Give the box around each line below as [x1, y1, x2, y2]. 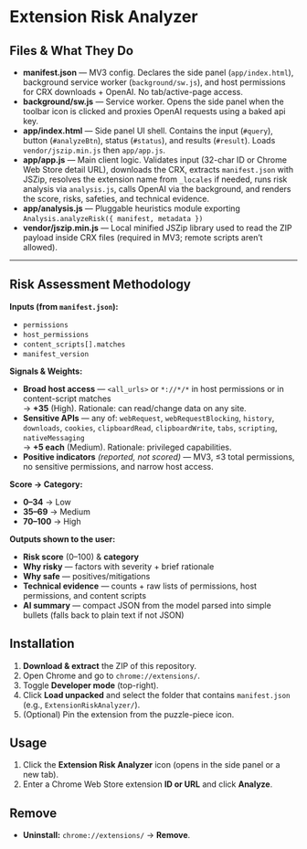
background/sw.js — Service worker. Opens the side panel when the [22, 96, 285, 107]
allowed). [22, 242, 58, 252]
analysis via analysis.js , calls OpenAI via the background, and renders [22, 184, 291, 194]
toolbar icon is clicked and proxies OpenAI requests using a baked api [22, 106, 286, 116]
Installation [9, 636, 75, 652]
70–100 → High [22, 515, 81, 526]
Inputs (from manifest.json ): [9, 301, 119, 312]
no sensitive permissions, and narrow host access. [22, 461, 214, 472]
